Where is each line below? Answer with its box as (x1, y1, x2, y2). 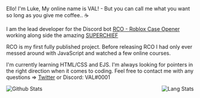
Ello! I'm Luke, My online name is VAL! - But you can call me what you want (6, 5, 190, 12)
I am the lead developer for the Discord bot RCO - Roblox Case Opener (6, 26, 180, 32)
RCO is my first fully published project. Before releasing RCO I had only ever (6, 43, 193, 50)
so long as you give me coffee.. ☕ (6, 12, 89, 18)
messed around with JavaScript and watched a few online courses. (6, 50, 171, 56)
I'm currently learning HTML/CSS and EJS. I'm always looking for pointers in (6, 61, 193, 68)
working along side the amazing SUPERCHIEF (6, 32, 118, 39)
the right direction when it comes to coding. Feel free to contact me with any (6, 68, 194, 74)
